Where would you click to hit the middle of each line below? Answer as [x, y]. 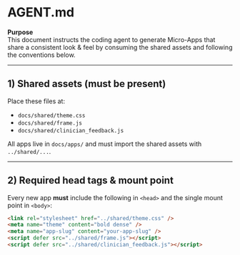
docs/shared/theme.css [51, 115]
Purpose [20, 32]
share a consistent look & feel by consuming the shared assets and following [120, 47]
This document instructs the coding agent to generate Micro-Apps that [111, 39]
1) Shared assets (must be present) [87, 84]
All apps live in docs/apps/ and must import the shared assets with [105, 144]
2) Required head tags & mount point [90, 181]
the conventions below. [42, 55]
